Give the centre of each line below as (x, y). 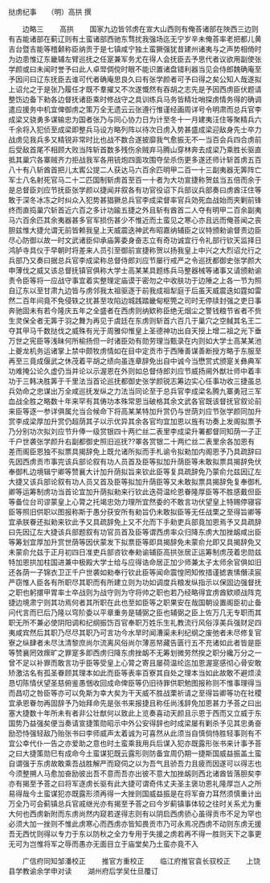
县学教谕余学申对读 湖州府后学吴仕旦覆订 (83, 871)
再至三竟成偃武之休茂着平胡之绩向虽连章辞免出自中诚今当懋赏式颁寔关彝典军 (135, 361)
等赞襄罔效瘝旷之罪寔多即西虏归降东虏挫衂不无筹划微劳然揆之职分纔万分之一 (135, 653)
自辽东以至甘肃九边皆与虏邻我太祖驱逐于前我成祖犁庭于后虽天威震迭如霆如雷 (135, 291)
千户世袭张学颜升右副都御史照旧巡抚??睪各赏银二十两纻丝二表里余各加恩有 (132, 441)
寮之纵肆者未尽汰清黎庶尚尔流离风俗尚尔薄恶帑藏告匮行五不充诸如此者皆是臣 (135, 643)
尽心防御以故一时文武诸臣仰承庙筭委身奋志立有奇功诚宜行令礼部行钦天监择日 (135, 240)
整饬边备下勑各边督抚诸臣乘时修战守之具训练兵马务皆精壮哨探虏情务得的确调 (135, 99)
